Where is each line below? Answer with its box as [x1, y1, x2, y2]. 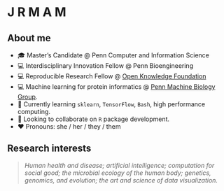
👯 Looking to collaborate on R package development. [17, 115, 170, 123]
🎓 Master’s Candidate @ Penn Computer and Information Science [17, 51, 210, 59]
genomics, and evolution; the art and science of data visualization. [24, 176, 218, 184]
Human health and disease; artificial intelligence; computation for [24, 161, 215, 169]
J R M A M [7, 4, 66, 20]
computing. [17, 108, 51, 115]
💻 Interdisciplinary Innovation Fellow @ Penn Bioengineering [17, 62, 194, 70]
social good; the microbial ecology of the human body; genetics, [24, 169, 211, 177]
